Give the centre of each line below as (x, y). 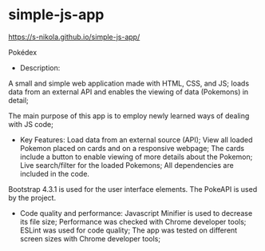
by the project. (32, 197)
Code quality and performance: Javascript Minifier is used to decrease (136, 213)
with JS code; (31, 124)
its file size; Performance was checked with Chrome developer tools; (133, 221)
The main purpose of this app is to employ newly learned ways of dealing (129, 116)
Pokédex (23, 52)
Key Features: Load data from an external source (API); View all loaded (136, 139)
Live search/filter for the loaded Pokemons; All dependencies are (127, 165)
